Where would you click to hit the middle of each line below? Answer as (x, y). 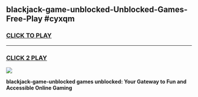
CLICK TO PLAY (29, 36)
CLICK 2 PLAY (27, 58)
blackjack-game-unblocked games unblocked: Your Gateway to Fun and (96, 81)
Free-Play (24, 19)
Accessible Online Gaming (39, 88)
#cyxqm (59, 19)
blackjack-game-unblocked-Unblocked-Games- (97, 10)
